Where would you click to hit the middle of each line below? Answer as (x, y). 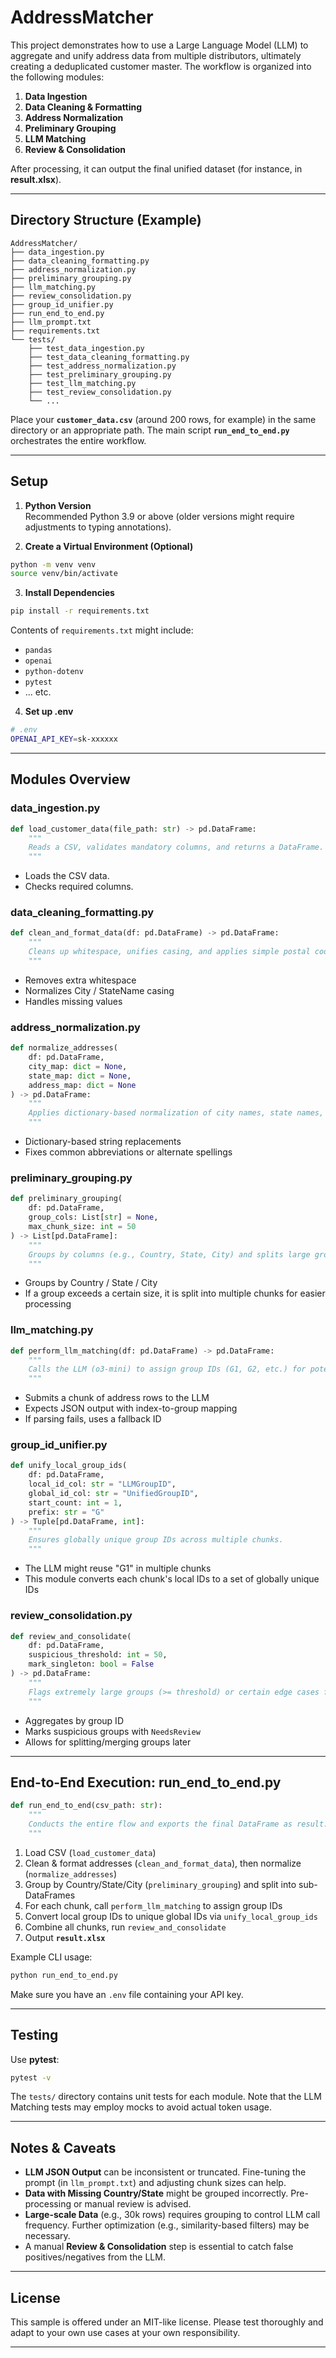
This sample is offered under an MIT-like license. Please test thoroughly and (167, 2322)
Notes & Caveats (63, 2147)
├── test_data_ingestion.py (86, 348)
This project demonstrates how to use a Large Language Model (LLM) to (159, 45)
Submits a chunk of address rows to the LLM (117, 1398)
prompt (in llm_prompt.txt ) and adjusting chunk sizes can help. (155, 2183)
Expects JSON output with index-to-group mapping (131, 1408)
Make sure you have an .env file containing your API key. (127, 1994)
